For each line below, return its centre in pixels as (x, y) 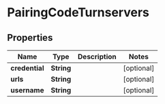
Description (97, 57)
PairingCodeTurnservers (78, 13)
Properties (30, 38)
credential (27, 68)
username (27, 90)
